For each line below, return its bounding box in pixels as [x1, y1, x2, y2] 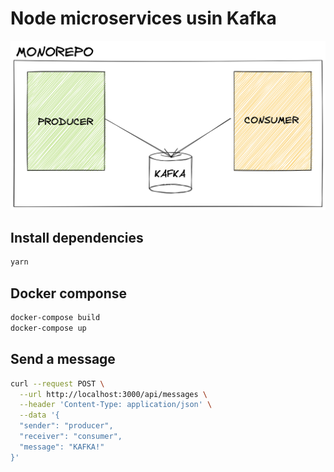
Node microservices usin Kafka [10, 7, 277, 30]
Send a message [10, 351, 116, 368]
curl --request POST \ [10, 378, 105, 389]
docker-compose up [10, 323, 87, 334]
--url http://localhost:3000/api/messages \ [19, 389, 208, 399]
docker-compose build [10, 313, 101, 323]
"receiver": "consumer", [19, 432, 123, 442]
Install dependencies [10, 230, 144, 247]
